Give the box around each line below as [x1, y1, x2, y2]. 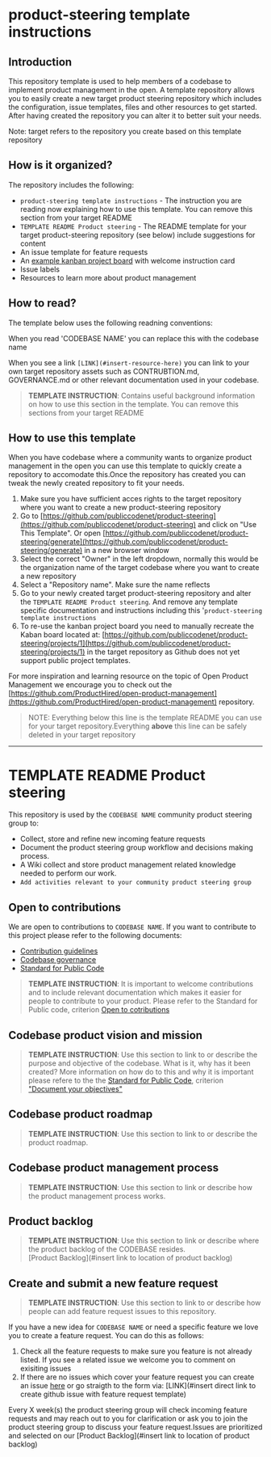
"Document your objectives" [27, 1084, 123, 1093]
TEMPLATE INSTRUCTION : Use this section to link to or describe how [27, 1298, 261, 1307]
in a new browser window [84, 546, 169, 555]
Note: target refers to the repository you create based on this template [8, 127, 242, 136]
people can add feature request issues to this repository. [27, 1307, 217, 1316]
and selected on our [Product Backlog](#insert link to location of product [8, 1431, 250, 1441]
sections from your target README [27, 408, 144, 417]
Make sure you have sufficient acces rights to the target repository [19, 494, 242, 504]
